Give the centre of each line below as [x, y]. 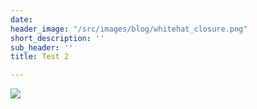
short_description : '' [57, 38]
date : [21, 19]
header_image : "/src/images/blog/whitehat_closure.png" [129, 29]
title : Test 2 [40, 57]
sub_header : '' [42, 47]
